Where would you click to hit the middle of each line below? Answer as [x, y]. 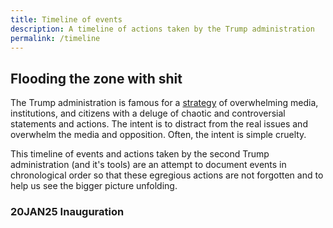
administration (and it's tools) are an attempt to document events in [148, 165]
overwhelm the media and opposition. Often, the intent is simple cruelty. [158, 135]
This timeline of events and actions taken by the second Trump [140, 154]
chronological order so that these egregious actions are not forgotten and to [167, 175]
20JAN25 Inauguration [67, 212]
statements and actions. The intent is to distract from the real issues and [159, 124]
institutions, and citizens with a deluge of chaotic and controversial [148, 113]
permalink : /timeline [55, 38]
